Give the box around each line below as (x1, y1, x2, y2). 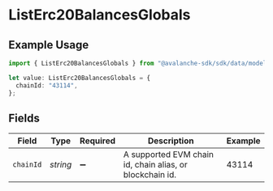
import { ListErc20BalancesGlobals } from (8, 59, 154, 67)
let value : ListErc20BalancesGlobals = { (8, 74, 151, 82)
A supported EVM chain (123, 149, 214, 160)
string (50, 159, 72, 171)
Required (80, 135, 116, 146)
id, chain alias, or (123, 159, 188, 171)
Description (147, 135, 194, 146)
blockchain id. (123, 169, 177, 180)
